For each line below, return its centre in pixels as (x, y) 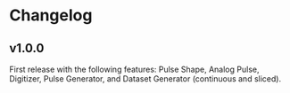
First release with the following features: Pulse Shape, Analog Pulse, (134, 69)
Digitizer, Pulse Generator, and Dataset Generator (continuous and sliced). (145, 79)
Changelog (51, 15)
